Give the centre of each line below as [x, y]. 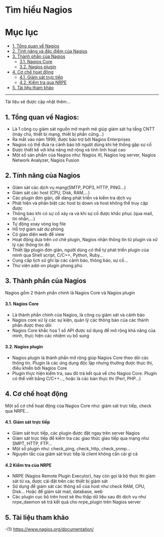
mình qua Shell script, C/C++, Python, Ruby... [58, 255]
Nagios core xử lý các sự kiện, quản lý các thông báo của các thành [80, 320]
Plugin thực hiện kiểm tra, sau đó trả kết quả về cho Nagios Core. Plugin [84, 373]
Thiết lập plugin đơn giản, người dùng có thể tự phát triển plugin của [80, 250]
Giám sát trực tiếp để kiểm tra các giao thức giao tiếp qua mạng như [81, 438]
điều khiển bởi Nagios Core [40, 368]
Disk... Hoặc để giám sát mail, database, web [57, 491]
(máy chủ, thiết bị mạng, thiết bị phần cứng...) [58, 134]
